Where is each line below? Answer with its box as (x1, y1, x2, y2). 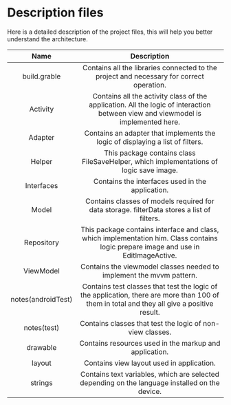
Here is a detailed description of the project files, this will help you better (7, 28, 213, 36)
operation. (133, 80, 166, 90)
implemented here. (119, 117, 181, 127)
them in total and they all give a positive (85, 298, 214, 308)
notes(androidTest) (10, 294, 73, 304)
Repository (23, 238, 60, 247)
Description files (7, 5, 104, 21)
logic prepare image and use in (100, 242, 200, 251)
